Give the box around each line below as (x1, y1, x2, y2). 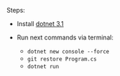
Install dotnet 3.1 (16, 20, 64, 27)
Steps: (6, 6, 25, 14)
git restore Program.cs (27, 56, 98, 63)
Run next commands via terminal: (16, 33, 114, 42)
